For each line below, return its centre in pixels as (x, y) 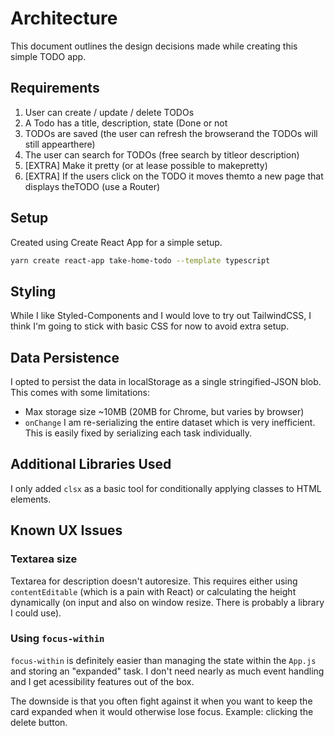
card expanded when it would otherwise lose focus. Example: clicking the (162, 711)
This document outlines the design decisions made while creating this (154, 46)
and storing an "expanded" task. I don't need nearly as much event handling (167, 671)
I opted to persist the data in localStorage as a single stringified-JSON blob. (166, 382)
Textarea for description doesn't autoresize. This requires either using (154, 581)
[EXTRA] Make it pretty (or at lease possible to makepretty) (146, 165)
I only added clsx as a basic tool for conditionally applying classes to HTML (166, 488)
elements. (31, 499)
